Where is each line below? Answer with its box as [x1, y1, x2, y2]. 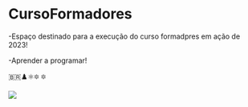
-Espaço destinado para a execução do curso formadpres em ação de [8, 31, 241, 41]
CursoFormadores [8, 5, 132, 23]
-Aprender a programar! [8, 56, 87, 65]
